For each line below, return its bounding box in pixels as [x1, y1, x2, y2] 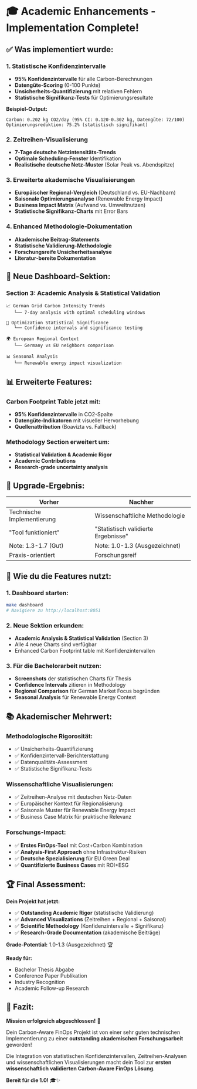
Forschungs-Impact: [6, 828, 66, 836]
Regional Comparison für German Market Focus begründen [14, 687, 160, 695]
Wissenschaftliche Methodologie [94, 511, 185, 520]
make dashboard [6, 602, 43, 608]
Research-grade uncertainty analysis [14, 464, 108, 471]
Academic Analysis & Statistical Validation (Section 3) [14, 635, 148, 642]
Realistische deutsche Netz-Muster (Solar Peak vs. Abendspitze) [14, 161, 175, 168]
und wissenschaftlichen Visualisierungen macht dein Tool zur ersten [6, 1059, 172, 1066]
